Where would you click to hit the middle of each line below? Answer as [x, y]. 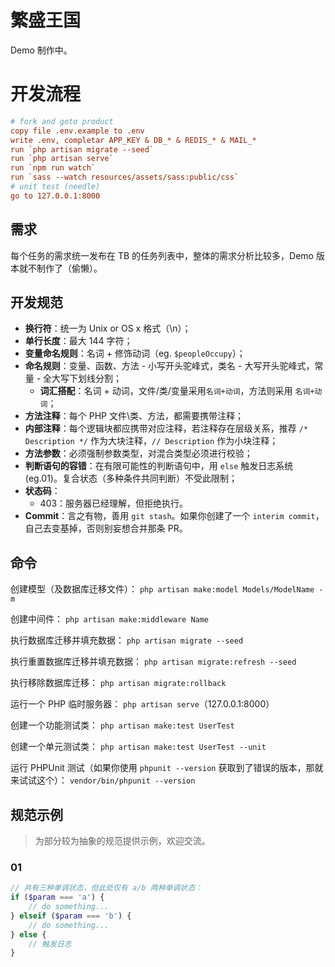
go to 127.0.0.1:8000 [55, 196]
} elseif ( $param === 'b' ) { [71, 916]
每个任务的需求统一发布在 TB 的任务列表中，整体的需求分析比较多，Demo [162, 255]
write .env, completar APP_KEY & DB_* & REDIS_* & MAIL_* [133, 140]
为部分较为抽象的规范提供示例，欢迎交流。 [122, 840]
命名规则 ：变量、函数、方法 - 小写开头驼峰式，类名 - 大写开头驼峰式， [169, 366]
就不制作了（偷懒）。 [60, 268]
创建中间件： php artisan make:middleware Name [110, 619]
